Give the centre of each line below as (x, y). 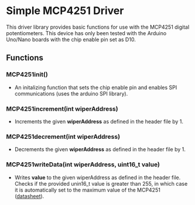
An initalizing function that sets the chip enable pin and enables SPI (96, 87)
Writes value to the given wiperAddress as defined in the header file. (97, 177)
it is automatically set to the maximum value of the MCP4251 (88, 190)
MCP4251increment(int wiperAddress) (62, 108)
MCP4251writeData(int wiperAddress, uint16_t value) (83, 165)
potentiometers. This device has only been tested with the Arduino (86, 33)
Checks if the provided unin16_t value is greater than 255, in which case (101, 183)
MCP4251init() (27, 74)
